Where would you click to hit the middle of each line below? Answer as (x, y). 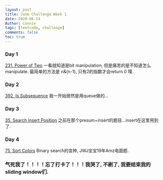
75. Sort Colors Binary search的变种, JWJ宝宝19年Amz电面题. (67, 151)
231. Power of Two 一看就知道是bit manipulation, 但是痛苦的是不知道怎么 (78, 65)
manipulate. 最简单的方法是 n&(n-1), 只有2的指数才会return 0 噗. (69, 72)
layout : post (18, 10)
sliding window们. (27, 172)
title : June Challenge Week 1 (36, 14)
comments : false (22, 32)
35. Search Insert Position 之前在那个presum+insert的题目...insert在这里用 (80, 120)
